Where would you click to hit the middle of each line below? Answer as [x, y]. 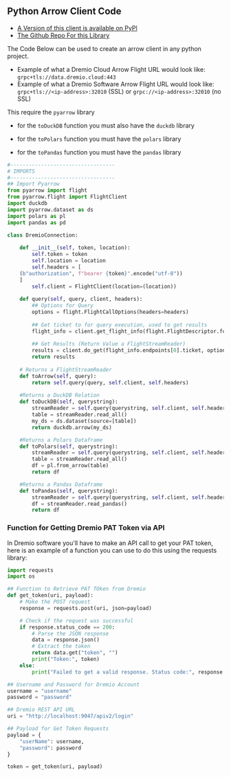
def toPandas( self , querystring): [69, 491]
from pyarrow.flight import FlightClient [67, 197]
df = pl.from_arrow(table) [70, 466]
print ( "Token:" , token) [66, 659]
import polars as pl [37, 216]
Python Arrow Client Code [64, 11]
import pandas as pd [37, 223]
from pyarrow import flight [47, 190]
